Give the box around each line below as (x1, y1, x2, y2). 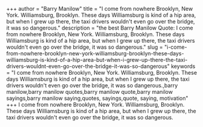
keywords (171, 63, 196, 70)
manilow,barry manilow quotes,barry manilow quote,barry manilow (6, 88, 173, 95)
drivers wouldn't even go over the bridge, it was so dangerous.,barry (6, 82, 178, 89)
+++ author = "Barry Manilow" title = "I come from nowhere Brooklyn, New (6, 5, 193, 12)
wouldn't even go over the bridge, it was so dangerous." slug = (6, 43, 164, 51)
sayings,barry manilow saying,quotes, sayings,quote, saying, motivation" (6, 94, 189, 102)
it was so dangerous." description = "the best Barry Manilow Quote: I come (6, 24, 193, 31)
